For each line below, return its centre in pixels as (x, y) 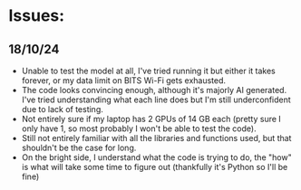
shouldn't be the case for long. (79, 147)
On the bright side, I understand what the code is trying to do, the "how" (156, 157)
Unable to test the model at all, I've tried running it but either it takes (148, 71)
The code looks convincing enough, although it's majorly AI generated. (154, 90)
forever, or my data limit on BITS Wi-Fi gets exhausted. (124, 81)
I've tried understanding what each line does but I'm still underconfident (156, 100)
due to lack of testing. (62, 109)
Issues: (37, 16)
